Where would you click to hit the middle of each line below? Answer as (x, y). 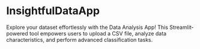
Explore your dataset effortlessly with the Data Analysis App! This (87, 27)
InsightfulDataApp (53, 11)
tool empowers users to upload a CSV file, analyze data (98, 33)
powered (17, 33)
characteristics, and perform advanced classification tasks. (80, 40)
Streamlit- (181, 27)
